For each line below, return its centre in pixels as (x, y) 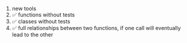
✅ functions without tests (43, 15)
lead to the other (32, 34)
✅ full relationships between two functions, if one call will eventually (97, 28)
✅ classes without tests (41, 21)
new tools (24, 9)
